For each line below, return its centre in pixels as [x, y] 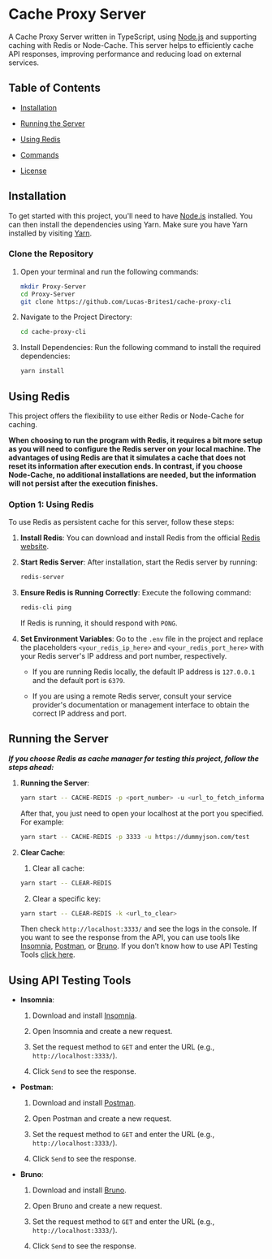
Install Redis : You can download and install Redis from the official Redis [140, 538]
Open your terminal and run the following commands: [109, 271]
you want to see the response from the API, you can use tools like [130, 937]
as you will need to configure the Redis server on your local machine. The [135, 449]
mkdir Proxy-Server [53, 286]
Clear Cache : [43, 852]
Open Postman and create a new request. [102, 1118]
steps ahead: [31, 767]
